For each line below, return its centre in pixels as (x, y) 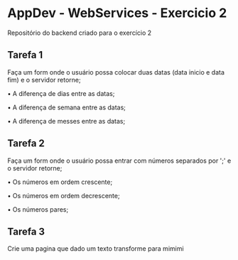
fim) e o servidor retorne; (44, 80)
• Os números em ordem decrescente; (64, 195)
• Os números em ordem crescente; (60, 182)
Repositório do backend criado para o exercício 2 (80, 33)
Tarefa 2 (26, 143)
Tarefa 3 (26, 231)
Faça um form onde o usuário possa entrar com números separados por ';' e (119, 161)
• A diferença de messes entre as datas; (66, 121)
